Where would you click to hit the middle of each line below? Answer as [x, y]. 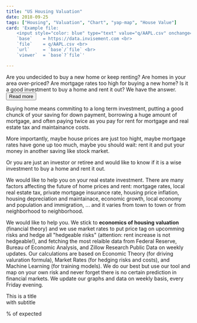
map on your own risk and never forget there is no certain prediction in [91, 272]
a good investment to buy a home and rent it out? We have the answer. [91, 89]
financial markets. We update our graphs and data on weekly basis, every [95, 278]
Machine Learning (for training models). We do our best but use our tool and [98, 266]
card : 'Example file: [33, 28]
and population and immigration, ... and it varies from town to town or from [96, 205]
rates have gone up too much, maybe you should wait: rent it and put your [95, 145]
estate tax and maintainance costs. [48, 127]
